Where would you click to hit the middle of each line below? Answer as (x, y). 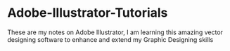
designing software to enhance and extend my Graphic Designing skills (110, 39)
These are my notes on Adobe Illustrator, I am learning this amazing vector (115, 32)
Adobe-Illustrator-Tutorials (88, 13)
